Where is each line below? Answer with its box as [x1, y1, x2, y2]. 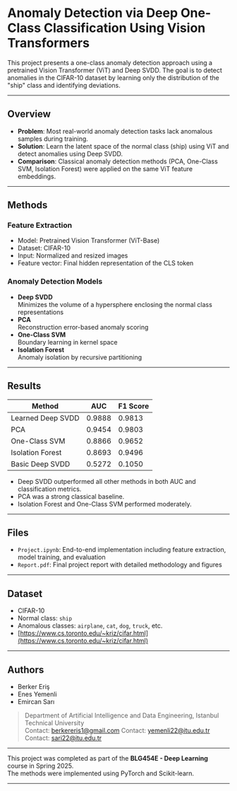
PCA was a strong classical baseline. [17, 492, 125, 500]
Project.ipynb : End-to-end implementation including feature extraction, [17, 545, 226, 554]
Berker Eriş [17, 682, 50, 691]
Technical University [24, 718, 85, 727]
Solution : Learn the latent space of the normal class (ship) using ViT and [17, 142, 229, 150]
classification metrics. [17, 485, 82, 493]
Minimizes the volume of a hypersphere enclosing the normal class [17, 300, 213, 308]
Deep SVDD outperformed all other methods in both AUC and [17, 477, 196, 485]
